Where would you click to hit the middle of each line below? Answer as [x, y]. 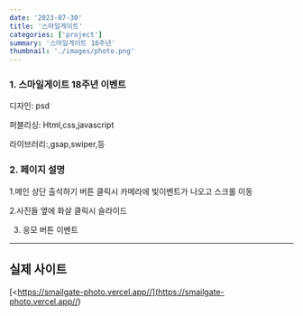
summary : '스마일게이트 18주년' [62, 43]
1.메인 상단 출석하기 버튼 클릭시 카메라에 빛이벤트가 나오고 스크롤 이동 [131, 191]
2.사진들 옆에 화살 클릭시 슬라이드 [69, 210]
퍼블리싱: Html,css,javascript [62, 125]
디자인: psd [30, 106]
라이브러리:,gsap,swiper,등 [57, 144]
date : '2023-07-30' [46, 18]
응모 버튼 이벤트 [50, 229]
